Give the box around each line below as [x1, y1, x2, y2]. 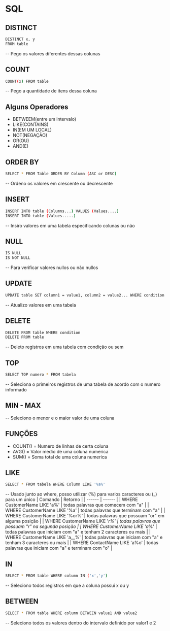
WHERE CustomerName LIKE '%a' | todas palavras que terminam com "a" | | [5, 507, 165, 513]
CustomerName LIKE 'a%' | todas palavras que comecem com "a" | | [5, 502, 149, 508]
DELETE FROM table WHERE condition [5, 330, 81, 335]
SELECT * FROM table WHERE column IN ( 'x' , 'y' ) [5, 573, 108, 579]
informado [5, 387, 27, 392]
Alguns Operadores [5, 103, 69, 111]
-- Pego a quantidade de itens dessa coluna [5, 88, 97, 94]
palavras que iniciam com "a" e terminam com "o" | [5, 545, 113, 551]
